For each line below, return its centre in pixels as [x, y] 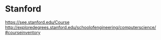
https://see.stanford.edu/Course [37, 22]
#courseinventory [23, 32]
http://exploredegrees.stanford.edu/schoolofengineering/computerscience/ [81, 27]
